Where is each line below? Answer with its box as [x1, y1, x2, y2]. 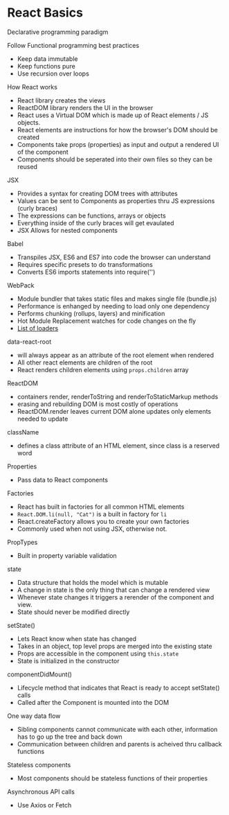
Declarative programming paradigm [7, 28, 109, 36]
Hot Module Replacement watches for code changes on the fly [17, 317, 196, 325]
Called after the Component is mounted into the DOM [17, 698, 170, 706]
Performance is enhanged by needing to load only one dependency [17, 301, 210, 310]
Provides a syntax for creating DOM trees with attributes [17, 189, 178, 198]
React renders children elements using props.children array [17, 365, 189, 374]
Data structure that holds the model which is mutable [17, 578, 168, 586]
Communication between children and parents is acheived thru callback [17, 739, 223, 748]
